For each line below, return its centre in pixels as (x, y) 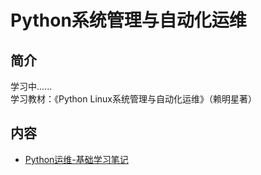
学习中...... (31, 86)
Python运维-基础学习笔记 (76, 159)
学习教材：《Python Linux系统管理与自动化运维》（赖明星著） (133, 99)
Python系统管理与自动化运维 (128, 20)
